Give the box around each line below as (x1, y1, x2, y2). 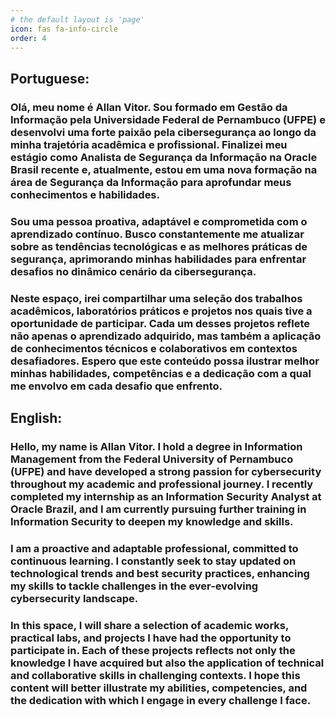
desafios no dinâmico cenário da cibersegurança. (10, 264, 257, 278)
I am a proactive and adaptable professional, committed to (10, 541, 299, 555)
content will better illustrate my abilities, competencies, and (10, 681, 308, 695)
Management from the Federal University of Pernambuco (10, 452, 294, 466)
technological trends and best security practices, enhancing (10, 566, 310, 580)
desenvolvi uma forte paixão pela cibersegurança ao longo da (10, 125, 317, 139)
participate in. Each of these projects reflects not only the (10, 643, 296, 657)
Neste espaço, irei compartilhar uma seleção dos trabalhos (10, 291, 303, 305)
